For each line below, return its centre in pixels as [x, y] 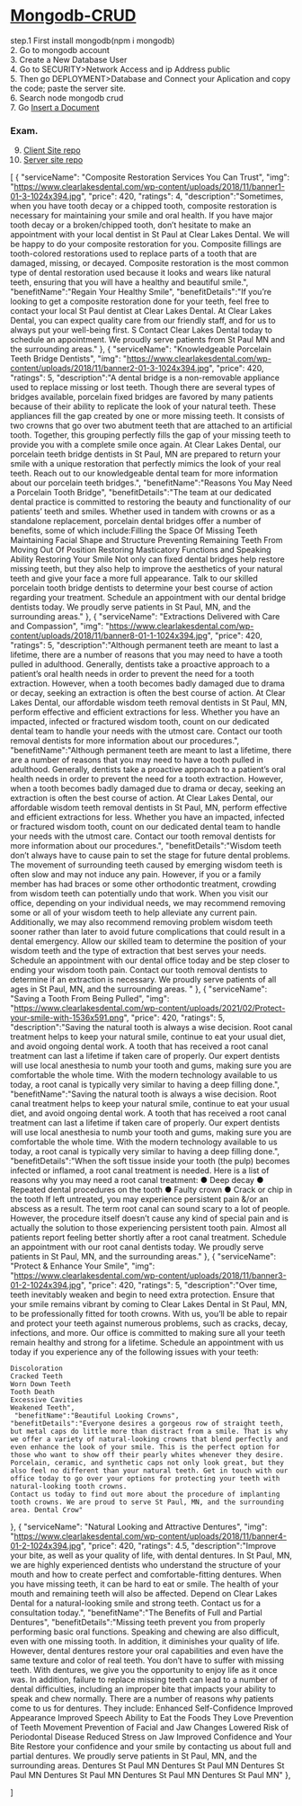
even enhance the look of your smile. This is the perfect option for [145, 1447]
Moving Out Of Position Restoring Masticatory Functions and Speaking [141, 550]
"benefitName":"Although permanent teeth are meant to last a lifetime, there [151, 751]
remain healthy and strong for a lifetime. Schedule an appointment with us [147, 1343]
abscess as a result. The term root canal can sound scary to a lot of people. [150, 1209]
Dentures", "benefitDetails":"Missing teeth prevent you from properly [138, 1623]
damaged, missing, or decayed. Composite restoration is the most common [150, 263]
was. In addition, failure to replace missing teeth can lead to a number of [144, 1680]
